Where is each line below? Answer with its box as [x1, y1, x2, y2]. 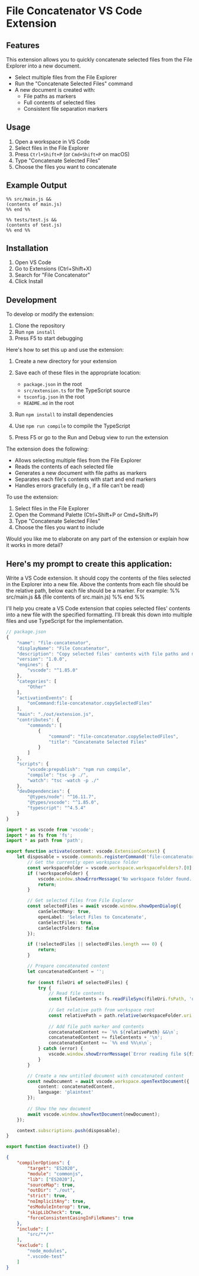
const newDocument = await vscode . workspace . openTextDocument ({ [27, 1078, 190, 1084]
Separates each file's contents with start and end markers [14, 475, 156, 483]
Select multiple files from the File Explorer [14, 74, 117, 81]
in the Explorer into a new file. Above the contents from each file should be [6, 581, 188, 588]
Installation [6, 243, 49, 253]
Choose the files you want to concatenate [14, 163, 117, 170]
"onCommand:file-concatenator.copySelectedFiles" [27, 700, 152, 706]
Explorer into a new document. [6, 62, 81, 69]
